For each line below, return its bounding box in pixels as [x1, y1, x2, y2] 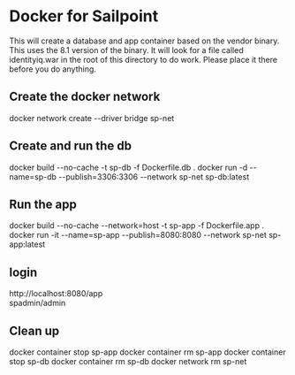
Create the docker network [9, 89, 161, 104]
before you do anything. [9, 64, 97, 74]
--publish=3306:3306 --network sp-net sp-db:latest [58, 171, 250, 182]
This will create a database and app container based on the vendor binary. [9, 35, 280, 46]
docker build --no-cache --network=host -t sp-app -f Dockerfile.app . [9, 220, 265, 231]
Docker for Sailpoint [9, 6, 159, 27]
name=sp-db [9, 171, 57, 182]
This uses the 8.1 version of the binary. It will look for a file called [9, 44, 245, 55]
